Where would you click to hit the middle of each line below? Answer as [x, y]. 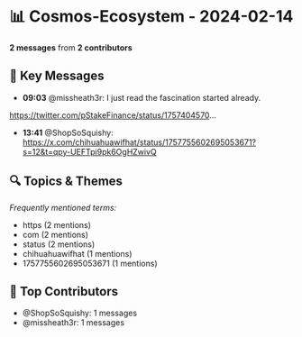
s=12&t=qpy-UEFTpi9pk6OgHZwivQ [90, 151]
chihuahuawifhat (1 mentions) [77, 253]
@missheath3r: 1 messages [73, 323]
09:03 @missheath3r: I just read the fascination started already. [142, 97]
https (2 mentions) [57, 224]
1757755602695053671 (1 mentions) [90, 263]
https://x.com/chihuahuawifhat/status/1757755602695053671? [139, 142]
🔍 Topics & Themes [66, 182]
